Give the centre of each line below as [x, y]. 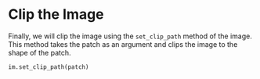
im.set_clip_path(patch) [49, 67]
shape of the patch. [40, 52]
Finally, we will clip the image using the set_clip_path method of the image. [130, 36]
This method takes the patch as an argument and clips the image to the [123, 44]
